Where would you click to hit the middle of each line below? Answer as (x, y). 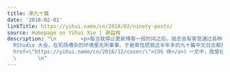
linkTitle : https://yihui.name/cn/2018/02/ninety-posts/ (90, 26)
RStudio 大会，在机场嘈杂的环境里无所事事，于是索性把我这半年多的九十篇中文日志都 (117, 45)
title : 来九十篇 (28, 13)
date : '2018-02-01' (35, 20)
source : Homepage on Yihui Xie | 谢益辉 (64, 33)
